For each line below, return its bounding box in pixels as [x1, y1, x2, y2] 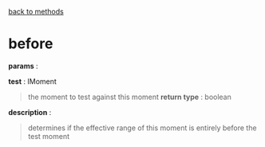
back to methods [8, 7, 64, 16]
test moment [27, 131, 70, 141]
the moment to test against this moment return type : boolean [27, 92, 231, 101]
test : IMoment [8, 76, 57, 86]
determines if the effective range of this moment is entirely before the [27, 123, 257, 133]
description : [8, 107, 52, 117]
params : [8, 61, 38, 70]
